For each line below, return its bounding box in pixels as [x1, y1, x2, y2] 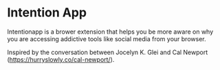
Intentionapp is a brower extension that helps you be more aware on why [7, 27, 214, 36]
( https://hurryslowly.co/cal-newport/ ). [7, 55, 115, 63]
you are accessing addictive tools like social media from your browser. [7, 34, 206, 43]
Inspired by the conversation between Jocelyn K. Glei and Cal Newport [7, 48, 208, 56]
